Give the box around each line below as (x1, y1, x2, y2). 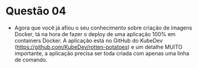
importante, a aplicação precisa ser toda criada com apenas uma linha (14, 49, 190, 57)
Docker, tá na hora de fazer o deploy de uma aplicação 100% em (14, 30, 176, 37)
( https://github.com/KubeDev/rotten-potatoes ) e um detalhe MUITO (14, 43, 182, 51)
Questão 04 (5, 4, 66, 18)
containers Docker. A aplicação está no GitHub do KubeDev (14, 37, 163, 44)
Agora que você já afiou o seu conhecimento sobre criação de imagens (14, 24, 193, 31)
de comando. (14, 56, 48, 63)
